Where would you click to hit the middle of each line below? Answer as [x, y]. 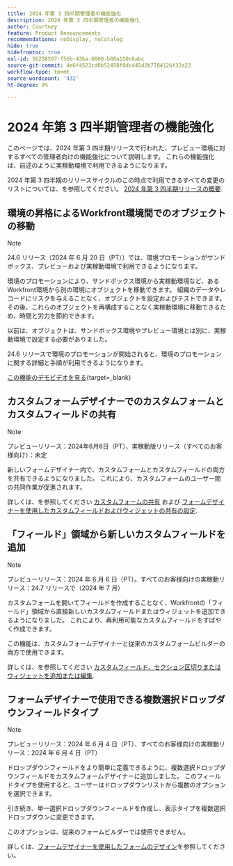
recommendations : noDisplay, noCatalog [65, 40]
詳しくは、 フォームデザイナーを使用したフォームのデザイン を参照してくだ [114, 847]
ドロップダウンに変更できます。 [53, 817]
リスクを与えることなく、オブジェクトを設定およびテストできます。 [128, 298]
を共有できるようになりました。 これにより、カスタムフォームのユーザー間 [114, 478]
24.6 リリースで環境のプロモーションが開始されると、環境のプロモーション [115, 354]
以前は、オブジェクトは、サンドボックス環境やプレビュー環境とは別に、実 [114, 330]
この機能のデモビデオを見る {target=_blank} [69, 377]
